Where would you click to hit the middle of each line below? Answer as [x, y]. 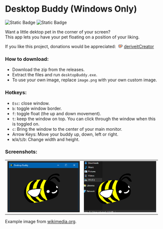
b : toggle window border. [37, 108]
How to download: [27, 59]
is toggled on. [26, 124]
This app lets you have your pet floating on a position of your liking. [72, 37]
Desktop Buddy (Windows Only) [71, 9]
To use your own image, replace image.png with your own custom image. [84, 80]
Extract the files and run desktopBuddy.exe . [55, 75]
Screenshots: [21, 152]
